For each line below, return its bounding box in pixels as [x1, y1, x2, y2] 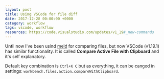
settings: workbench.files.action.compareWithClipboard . [5, 68, 119, 74]
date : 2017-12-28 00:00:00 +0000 [5, 16, 73, 21]
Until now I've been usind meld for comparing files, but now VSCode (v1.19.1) [5, 43, 160, 49]
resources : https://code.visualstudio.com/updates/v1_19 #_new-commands [5, 30, 154, 35]
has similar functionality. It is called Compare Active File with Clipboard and [5, 48, 159, 54]
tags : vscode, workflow [5, 25, 54, 30]
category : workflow [5, 20, 45, 26]
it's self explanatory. [5, 54, 46, 59]
